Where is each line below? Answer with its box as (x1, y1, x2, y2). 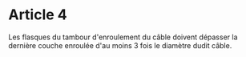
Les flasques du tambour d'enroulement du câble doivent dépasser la (8, 32, 238, 42)
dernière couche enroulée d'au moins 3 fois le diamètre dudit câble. (8, 40, 232, 50)
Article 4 (8, 6, 68, 24)
